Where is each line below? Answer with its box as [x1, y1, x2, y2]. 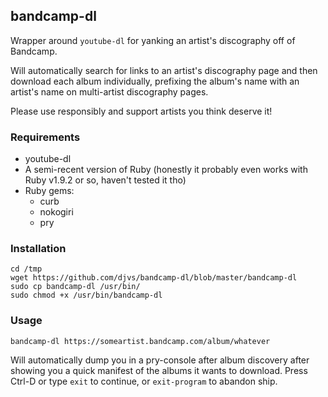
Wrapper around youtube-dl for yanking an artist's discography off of [10, 34, 296, 46]
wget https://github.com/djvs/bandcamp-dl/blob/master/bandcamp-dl [10, 273, 298, 283]
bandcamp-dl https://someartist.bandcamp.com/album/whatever [10, 336, 271, 346]
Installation [10, 242, 67, 256]
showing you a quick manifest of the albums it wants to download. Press [10, 364, 308, 376]
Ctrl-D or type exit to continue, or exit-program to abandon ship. [10, 375, 278, 387]
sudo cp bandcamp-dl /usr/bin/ [10, 282, 141, 292]
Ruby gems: [24, 185, 75, 197]
